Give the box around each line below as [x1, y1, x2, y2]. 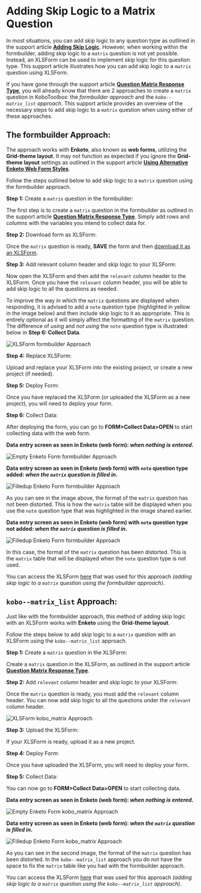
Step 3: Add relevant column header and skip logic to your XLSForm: [6, 261, 176, 268]
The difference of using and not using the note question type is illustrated [6, 322, 188, 329]
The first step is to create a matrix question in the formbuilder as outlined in [6, 206, 193, 214]
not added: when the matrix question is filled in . [6, 525, 128, 532]
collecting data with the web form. [6, 429, 91, 437]
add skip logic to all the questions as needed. [6, 285, 118, 292]
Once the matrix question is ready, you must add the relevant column [6, 690, 179, 697]
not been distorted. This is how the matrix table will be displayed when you [6, 501, 192, 508]
